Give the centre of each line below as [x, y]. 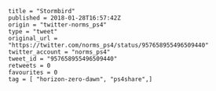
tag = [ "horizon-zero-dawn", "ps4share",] [81, 79]
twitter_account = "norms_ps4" [59, 52]
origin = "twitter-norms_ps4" [58, 25]
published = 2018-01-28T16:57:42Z [65, 18]
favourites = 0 [33, 72]
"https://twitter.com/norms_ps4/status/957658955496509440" [109, 45]
